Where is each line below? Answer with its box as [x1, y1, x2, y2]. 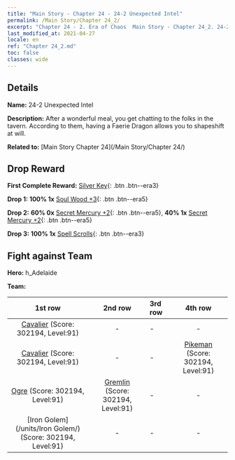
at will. [7, 129, 27, 137]
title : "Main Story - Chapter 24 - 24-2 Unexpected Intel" [7, 10, 183, 18]
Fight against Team [7, 250, 93, 262]
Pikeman [184, 339, 213, 349]
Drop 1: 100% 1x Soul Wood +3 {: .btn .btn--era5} [7, 195, 148, 203]
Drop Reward [7, 163, 65, 175]
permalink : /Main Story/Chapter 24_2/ [7, 17, 120, 24]
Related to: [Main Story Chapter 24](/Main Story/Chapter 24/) [7, 142, 185, 151]
